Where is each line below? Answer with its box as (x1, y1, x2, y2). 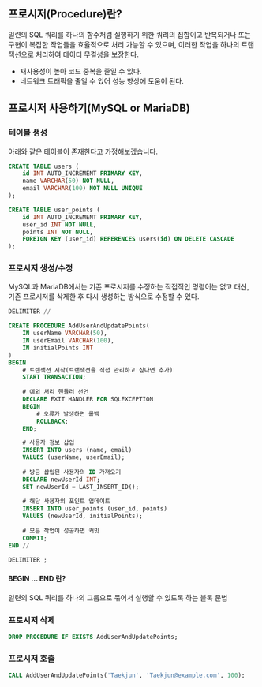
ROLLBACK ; (36, 417, 69, 425)
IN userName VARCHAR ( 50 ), (22, 330, 108, 338)
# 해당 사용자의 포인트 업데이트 (22, 498, 110, 506)
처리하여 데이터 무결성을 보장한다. (35, 50, 140, 59)
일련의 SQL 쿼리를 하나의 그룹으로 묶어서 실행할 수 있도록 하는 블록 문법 (8, 592, 228, 602)
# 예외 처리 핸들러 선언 (22, 388, 89, 396)
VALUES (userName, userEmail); (22, 454, 125, 461)
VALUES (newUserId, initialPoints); (22, 512, 144, 521)
